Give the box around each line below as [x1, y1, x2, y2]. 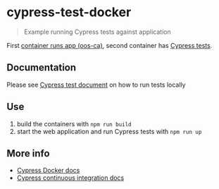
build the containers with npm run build [16, 119, 132, 128]
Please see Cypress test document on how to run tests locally [6, 80, 186, 89]
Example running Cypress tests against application [23, 28, 171, 36]
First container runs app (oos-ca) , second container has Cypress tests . [6, 41, 213, 49]
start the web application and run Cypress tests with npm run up [16, 127, 202, 135]
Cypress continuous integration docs [16, 173, 125, 182]
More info [6, 147, 50, 159]
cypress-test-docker [6, 4, 132, 20]
